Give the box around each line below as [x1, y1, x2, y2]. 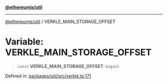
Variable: [5, 36, 44, 47]
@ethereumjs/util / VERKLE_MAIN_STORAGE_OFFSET [5, 18, 116, 24]
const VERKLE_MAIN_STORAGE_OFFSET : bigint [17, 63, 119, 69]
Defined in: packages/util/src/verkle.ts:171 [5, 72, 91, 79]
